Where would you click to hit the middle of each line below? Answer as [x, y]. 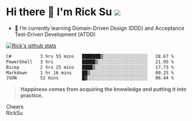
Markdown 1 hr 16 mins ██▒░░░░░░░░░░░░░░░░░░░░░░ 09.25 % [90, 72]
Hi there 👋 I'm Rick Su [59, 12]
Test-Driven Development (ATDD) [55, 34]
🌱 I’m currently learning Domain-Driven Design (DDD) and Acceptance [99, 28]
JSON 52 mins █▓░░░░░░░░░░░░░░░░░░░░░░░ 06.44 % [90, 78]
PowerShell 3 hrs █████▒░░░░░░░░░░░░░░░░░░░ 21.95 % [90, 62]
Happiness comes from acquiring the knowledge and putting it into [103, 89]
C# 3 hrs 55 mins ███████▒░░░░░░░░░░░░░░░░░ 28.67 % [90, 56]
